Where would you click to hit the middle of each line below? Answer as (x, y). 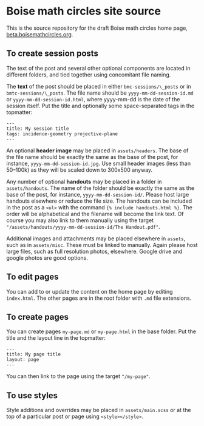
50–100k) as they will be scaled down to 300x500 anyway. (80, 170)
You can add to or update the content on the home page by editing (90, 291)
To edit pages (32, 277)
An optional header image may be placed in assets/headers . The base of (97, 150)
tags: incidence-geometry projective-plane (62, 134)
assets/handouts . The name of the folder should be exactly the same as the (100, 188)
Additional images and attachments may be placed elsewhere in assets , (96, 238)
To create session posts (53, 54)
